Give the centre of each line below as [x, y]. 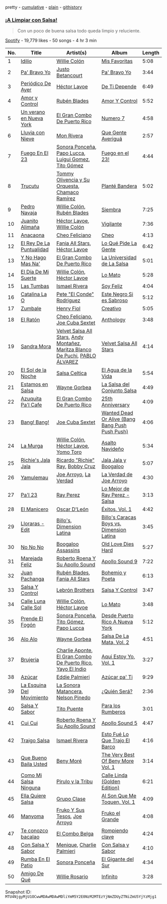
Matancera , [70, 692]
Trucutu [30, 186]
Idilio [26, 61]
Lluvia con [33, 133]
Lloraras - [33, 524]
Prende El [32, 619]
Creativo [111, 309]
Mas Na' [31, 264]
